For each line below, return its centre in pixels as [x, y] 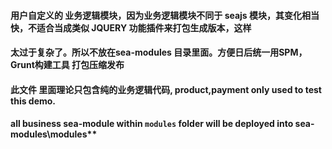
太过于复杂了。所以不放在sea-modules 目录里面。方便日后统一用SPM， [159, 52]
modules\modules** [54, 134]
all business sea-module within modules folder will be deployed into [152, 124]
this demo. [33, 101]
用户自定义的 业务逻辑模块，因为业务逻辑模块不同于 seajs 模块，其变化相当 [165, 15]
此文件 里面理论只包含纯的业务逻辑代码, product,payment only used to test [166, 89]
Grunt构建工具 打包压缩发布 [67, 65]
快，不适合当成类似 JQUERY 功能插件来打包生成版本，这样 [131, 27]
